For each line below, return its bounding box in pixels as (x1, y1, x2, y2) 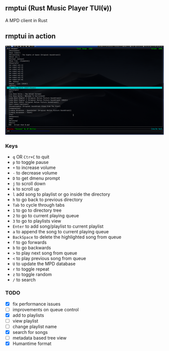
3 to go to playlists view (12, 218, 61, 224)
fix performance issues (12, 301, 61, 307)
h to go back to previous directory (12, 197, 83, 203)
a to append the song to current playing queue (12, 229, 109, 235)
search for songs (12, 329, 48, 335)
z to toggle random (12, 272, 52, 278)
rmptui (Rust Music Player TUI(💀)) (5, 4, 112, 13)
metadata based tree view (12, 335, 67, 341)
